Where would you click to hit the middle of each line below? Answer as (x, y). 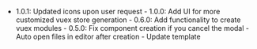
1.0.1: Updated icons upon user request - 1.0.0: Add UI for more (118, 11)
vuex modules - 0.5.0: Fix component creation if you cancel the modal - (132, 28)
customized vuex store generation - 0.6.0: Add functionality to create (128, 20)
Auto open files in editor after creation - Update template (108, 36)
